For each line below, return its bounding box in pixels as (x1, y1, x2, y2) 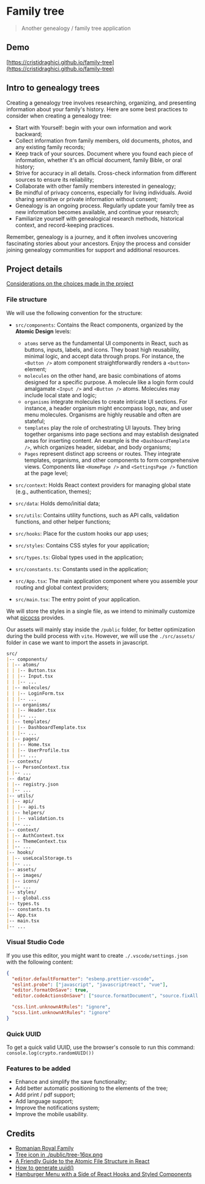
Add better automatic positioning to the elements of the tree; (15, 1084, 168, 1092)
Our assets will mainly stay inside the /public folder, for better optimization (6, 626, 196, 633)
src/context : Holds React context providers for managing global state (15, 481, 191, 489)
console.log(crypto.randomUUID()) (6, 1050, 95, 1056)
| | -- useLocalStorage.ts (6, 855, 72, 862)
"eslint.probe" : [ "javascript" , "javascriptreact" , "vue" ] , (12, 982, 168, 988)
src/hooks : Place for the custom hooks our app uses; (15, 530, 149, 537)
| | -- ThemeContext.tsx (6, 838, 67, 845)
